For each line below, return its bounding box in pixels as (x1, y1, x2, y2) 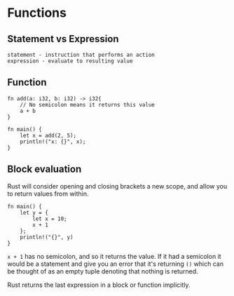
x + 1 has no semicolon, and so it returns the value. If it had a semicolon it (7, 252, 222, 260)
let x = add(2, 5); (20, 132, 77, 139)
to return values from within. (7, 189, 89, 198)
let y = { (20, 209, 49, 216)
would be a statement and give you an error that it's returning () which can (7, 260, 224, 268)
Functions (7, 5, 67, 21)
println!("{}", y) (20, 234, 74, 241)
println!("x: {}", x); (20, 138, 86, 145)
